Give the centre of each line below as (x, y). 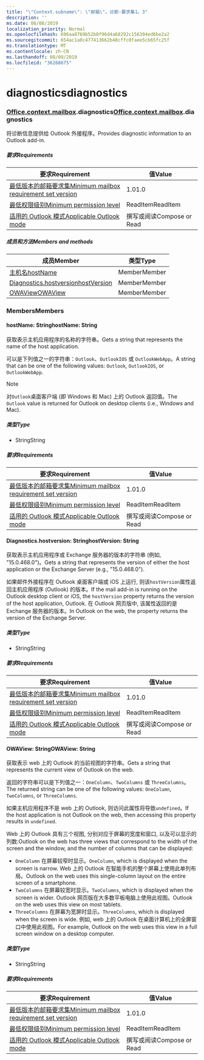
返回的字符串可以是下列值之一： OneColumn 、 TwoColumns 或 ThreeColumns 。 (98, 782)
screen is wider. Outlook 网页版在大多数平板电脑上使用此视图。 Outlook (104, 898)
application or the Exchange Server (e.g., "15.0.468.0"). (75, 569)
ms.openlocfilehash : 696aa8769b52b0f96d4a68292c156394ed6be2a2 (88, 35)
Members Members (35, 310)
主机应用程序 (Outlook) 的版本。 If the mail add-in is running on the (94, 589)
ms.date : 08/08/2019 (32, 23)
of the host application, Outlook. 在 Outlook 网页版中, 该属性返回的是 (92, 604)
